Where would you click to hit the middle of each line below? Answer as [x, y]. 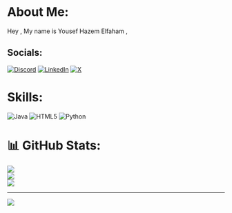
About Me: [38, 12]
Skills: [25, 97]
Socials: [25, 53]
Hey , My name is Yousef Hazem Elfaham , [67, 31]
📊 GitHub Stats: [54, 145]
